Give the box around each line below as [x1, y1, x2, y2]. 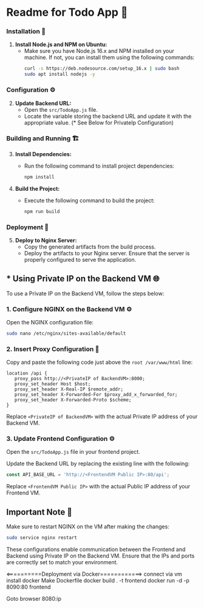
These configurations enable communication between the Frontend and [6, 546, 186, 553]
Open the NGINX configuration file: [6, 318, 94, 326]
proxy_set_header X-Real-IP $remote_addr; [14, 386, 123, 392]
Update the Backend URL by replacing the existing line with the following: [6, 460, 190, 467]
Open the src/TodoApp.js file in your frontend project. [6, 448, 141, 456]
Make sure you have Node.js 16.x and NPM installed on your [24, 47, 175, 55]
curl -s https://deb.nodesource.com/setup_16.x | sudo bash [24, 66, 180, 72]
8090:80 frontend [6, 583, 51, 591]
